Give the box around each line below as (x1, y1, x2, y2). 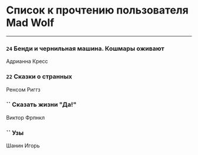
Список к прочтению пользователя (6, 4, 189, 17)
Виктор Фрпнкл (6, 114, 45, 121)
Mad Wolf (6, 16, 55, 29)
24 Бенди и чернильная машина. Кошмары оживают (6, 44, 165, 52)
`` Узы (6, 128, 24, 137)
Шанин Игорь (6, 142, 40, 149)
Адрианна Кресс (6, 58, 48, 65)
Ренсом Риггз (6, 86, 41, 93)
